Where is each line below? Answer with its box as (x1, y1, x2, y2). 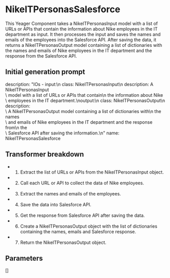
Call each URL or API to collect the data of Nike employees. (20, 180, 145, 186)
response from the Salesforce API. (5, 52, 77, 59)
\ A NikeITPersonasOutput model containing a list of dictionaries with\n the (5, 108, 161, 114)
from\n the (5, 124, 27, 130)
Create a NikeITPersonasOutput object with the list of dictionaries (20, 223, 157, 229)
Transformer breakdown (5, 150, 84, 159)
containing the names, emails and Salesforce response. (20, 228, 137, 235)
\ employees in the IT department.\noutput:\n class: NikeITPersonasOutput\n (5, 97, 165, 103)
